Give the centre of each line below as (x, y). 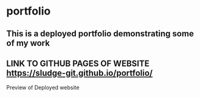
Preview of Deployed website (43, 88)
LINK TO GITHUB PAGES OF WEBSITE (78, 63)
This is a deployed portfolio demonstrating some (100, 34)
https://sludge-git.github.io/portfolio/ (80, 73)
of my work (28, 43)
